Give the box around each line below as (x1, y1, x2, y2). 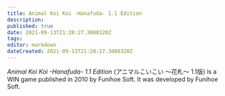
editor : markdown (7, 42, 57, 48)
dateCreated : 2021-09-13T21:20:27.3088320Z (7, 48, 133, 55)
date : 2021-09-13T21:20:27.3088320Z (7, 29, 111, 36)
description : (7, 16, 44, 23)
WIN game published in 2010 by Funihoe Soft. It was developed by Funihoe (7, 75, 219, 83)
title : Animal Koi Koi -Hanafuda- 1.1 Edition (7, 10, 142, 17)
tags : (7, 35, 23, 42)
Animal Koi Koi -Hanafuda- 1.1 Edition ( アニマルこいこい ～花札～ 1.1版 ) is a (7, 67, 217, 76)
